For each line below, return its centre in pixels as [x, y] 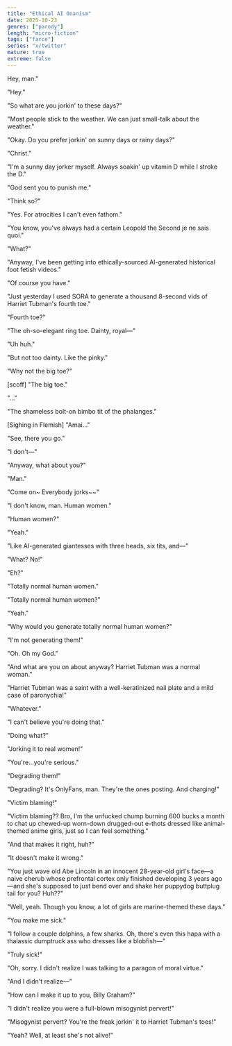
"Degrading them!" [34, 775]
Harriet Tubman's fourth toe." [49, 303]
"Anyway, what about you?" [47, 465]
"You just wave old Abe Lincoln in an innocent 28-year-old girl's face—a [110, 871]
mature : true [26, 53]
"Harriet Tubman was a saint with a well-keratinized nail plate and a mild [110, 687]
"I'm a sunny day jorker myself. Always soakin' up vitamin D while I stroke [112, 167]
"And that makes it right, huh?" [51, 844]
